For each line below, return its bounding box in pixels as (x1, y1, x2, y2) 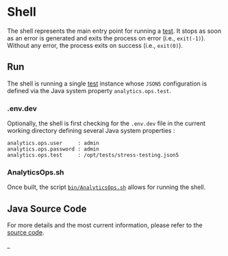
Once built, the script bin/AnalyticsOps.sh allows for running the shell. (7, 183, 206, 192)
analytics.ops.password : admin (7, 146, 99, 153)
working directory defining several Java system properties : (7, 127, 175, 135)
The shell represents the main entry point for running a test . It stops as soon (7, 27, 221, 35)
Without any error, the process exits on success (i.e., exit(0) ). (7, 41, 183, 49)
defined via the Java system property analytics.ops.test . (7, 86, 171, 94)
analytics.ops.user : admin (7, 140, 99, 147)
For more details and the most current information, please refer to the (7, 221, 203, 229)
